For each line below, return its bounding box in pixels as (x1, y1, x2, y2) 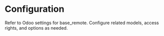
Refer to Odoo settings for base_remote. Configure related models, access (5, 20, 159, 26)
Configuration (5, 3, 65, 15)
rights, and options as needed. (5, 25, 68, 31)
